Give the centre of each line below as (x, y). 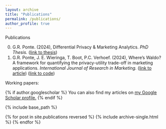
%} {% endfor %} (23, 122)
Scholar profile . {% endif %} (34, 98)
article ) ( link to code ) (34, 73)
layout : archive (22, 10)
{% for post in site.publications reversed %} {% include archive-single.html (82, 117)
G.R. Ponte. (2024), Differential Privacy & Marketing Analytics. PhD (80, 47)
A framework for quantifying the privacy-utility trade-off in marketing (83, 63)
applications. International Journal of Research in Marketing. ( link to (82, 68)
